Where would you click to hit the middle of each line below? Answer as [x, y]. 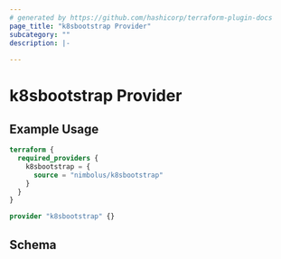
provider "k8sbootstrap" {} [62, 217]
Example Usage [54, 129]
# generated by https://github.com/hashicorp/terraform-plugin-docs [141, 18]
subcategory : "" [40, 34]
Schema [33, 245]
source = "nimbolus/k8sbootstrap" [98, 175]
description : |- [40, 43]
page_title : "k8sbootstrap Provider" [80, 26]
